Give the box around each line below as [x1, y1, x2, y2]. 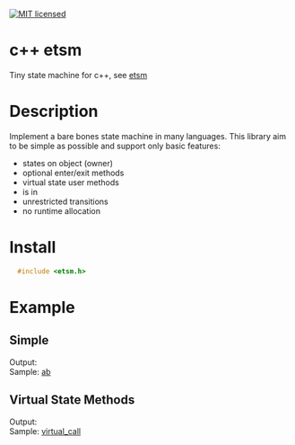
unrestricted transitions [22, 196, 109, 207]
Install [9, 237, 56, 258]
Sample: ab [9, 366, 51, 377]
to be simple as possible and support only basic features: [9, 140, 221, 151]
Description [9, 102, 99, 121]
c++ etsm [9, 40, 82, 60]
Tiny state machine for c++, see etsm [9, 69, 148, 80]
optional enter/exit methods [22, 167, 125, 178]
